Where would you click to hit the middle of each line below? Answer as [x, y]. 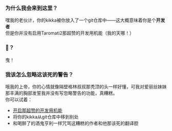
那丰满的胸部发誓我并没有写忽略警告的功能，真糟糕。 [61, 93]
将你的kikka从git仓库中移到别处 [46, 117]
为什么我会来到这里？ [31, 8]
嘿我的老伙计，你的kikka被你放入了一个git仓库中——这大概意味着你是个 [81, 20]
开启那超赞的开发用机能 [37, 110]
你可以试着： [19, 99]
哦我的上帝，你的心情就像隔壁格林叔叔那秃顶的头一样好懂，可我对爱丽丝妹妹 [86, 86]
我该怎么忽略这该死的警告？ [39, 74]
